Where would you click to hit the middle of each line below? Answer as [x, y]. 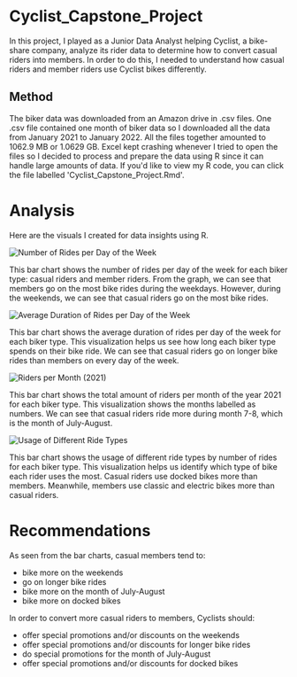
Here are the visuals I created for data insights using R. [109, 235]
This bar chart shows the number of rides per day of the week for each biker [148, 269]
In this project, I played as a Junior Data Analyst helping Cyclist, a [128, 41]
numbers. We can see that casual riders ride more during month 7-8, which [146, 413]
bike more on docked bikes [71, 601]
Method [31, 97]
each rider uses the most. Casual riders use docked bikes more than [133, 476]
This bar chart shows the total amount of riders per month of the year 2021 [145, 394]
